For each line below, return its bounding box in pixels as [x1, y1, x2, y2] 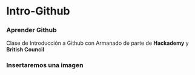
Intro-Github [6, 4, 70, 18]
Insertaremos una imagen [6, 61, 84, 70]
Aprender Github [6, 26, 57, 34]
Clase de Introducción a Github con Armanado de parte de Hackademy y [6, 39, 189, 47]
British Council [6, 46, 44, 53]
